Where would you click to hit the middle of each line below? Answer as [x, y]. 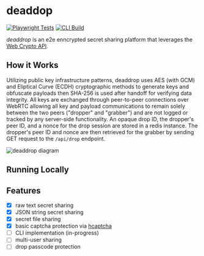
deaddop [30, 11]
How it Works [32, 65]
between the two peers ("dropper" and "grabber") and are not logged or [97, 112]
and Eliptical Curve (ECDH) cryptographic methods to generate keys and [98, 86]
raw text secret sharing [44, 205]
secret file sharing [38, 219]
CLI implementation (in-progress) [57, 233]
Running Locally [38, 170]
